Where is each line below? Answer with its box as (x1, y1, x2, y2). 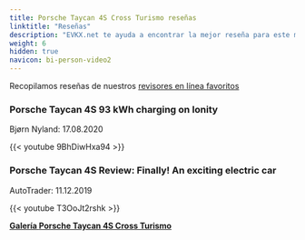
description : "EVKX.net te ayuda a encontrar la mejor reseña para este (9, 30, 290, 39)
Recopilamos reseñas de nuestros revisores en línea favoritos (9, 81, 240, 91)
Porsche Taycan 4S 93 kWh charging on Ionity (9, 103, 219, 115)
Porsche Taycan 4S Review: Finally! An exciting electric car (9, 165, 277, 177)
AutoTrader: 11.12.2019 (9, 185, 93, 195)
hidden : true (9, 47, 59, 56)
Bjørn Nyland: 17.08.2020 (9, 124, 103, 135)
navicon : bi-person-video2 (9, 55, 112, 65)
